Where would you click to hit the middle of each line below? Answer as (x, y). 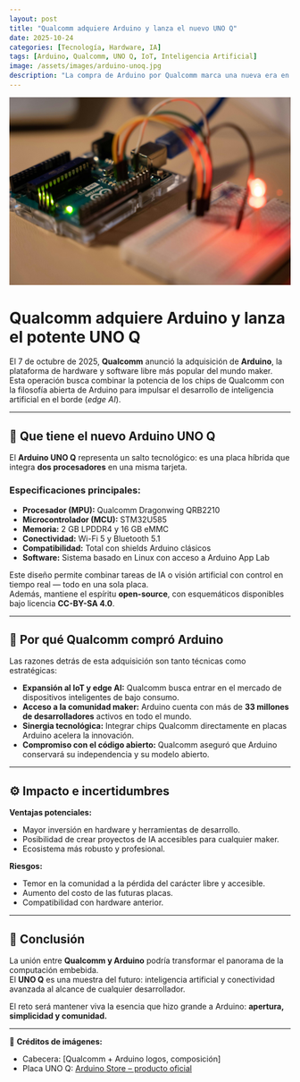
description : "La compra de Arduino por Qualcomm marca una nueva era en (150, 76)
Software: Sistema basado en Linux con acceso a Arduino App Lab (146, 557)
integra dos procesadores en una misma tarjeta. (98, 467)
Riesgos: (26, 866)
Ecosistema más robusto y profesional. (93, 849)
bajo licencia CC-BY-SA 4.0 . (62, 603)
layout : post (33, 19)
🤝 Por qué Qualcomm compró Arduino (117, 639)
